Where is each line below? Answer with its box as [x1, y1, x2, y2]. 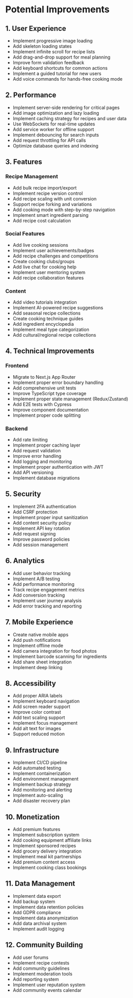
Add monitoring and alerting [12, 787, 72, 793]
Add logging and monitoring [12, 458, 72, 465]
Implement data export [12, 893, 61, 899]
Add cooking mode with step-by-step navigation [12, 207, 116, 213]
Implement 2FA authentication [12, 503, 77, 509]
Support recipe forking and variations [12, 201, 92, 207]
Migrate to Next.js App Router [12, 374, 76, 380]
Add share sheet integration [12, 659, 72, 665]
